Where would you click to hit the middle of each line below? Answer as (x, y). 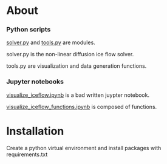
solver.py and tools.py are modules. (51, 42)
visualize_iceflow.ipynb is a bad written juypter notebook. (78, 95)
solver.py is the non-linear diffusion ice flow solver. (70, 54)
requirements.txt (27, 154)
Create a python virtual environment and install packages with (84, 148)
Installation (35, 131)
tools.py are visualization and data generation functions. (77, 66)
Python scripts (29, 30)
